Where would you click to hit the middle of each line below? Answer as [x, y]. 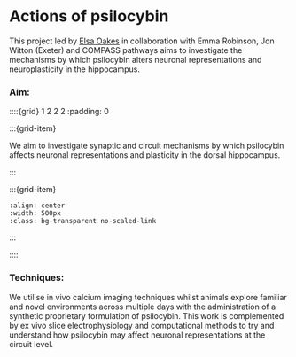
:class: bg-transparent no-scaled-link [83, 221]
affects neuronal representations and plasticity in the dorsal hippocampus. [145, 155]
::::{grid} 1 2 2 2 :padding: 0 [59, 112]
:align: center [37, 206]
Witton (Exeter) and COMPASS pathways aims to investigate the [126, 50]
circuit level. [31, 344]
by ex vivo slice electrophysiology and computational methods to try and [142, 325]
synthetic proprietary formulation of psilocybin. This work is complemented [147, 315]
